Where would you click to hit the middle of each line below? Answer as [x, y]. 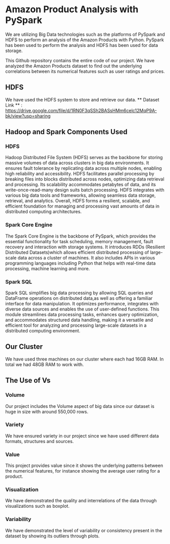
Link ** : [14, 105]
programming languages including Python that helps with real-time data [81, 263]
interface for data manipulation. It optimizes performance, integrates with [82, 304]
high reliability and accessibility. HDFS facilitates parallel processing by [80, 174]
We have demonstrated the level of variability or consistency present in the [84, 530]
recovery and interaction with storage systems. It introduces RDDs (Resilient [85, 247]
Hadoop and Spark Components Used [66, 132]
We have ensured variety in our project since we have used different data [82, 436]
